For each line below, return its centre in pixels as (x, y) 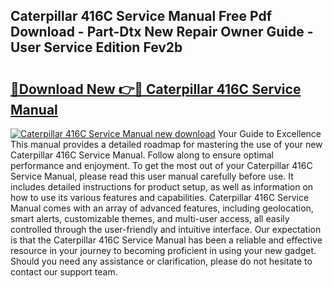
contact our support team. (64, 272)
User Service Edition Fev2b (96, 47)
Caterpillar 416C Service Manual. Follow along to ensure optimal (142, 155)
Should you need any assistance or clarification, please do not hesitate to (161, 261)
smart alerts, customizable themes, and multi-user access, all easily (150, 218)
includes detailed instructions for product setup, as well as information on (162, 187)
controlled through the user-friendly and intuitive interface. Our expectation (166, 229)
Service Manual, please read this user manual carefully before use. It (152, 176)
